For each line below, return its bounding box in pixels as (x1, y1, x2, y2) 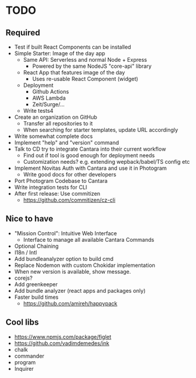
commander (14, 352, 44, 359)
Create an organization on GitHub (14, 113, 97, 121)
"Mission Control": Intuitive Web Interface (14, 229, 117, 237)
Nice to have (5, 214, 53, 224)
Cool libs (5, 317, 40, 328)
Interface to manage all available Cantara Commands (23, 236, 155, 243)
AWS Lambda (32, 94, 67, 101)
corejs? (14, 274, 33, 281)
